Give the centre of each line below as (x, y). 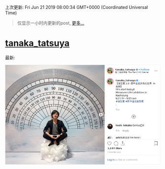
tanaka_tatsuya (37, 43)
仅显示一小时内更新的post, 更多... (51, 23)
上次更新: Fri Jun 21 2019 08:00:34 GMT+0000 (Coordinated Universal (77, 7)
